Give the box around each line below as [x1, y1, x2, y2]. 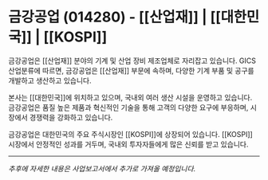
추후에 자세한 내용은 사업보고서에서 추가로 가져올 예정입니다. [8, 163, 196, 173]
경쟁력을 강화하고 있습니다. [29, 112, 113, 122]
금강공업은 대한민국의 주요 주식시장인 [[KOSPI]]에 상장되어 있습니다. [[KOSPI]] [8, 129, 253, 139]
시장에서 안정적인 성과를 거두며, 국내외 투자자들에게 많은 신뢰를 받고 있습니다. [8, 139, 249, 149]
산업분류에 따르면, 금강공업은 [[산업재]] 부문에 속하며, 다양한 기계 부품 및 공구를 [8, 65, 254, 75]
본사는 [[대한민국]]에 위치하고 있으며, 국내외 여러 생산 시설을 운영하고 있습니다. [8, 92, 253, 102]
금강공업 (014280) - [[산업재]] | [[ [8, 8, 222, 26]
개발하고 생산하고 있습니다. [8, 76, 92, 85]
